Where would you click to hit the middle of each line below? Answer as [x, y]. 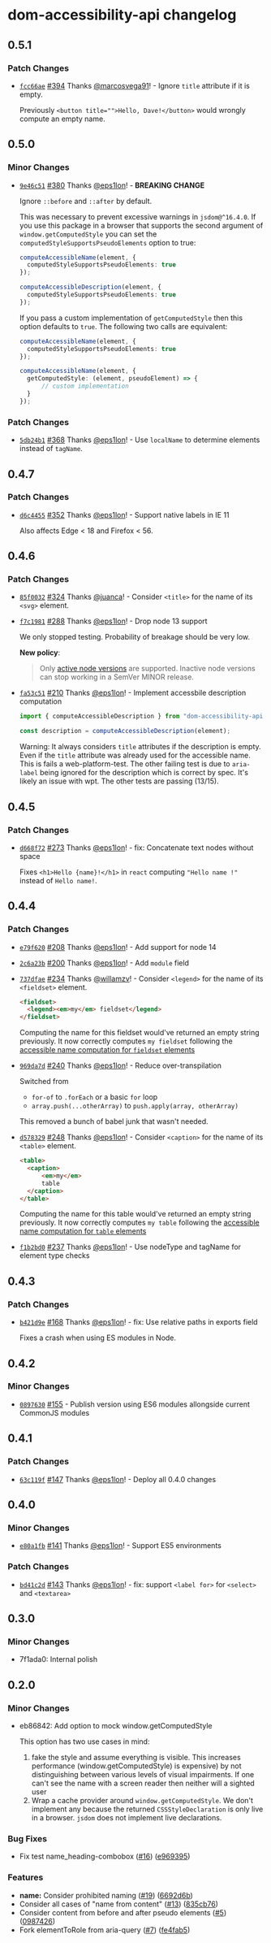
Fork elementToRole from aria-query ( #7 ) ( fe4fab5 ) [105, 1930]
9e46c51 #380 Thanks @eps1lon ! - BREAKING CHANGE [112, 185]
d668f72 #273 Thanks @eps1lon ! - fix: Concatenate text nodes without [136, 848]
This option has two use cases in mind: [84, 1741]
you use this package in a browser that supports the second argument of [141, 225]
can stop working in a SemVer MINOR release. [116, 677]
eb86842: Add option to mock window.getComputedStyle [116, 1725]
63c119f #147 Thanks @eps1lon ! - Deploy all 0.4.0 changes [118, 1479]
